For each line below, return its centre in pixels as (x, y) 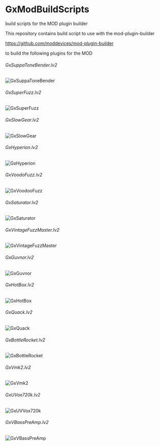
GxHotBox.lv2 (20, 285)
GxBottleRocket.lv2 (25, 340)
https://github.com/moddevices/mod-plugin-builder (59, 43)
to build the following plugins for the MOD (49, 53)
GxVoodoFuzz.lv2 (24, 175)
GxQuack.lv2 (19, 312)
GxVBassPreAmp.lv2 (27, 423)
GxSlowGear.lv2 (22, 120)
